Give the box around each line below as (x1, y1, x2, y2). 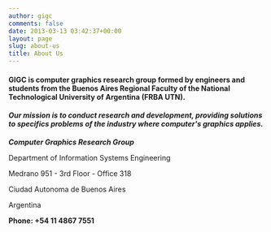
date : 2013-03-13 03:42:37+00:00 (8, 27, 122, 35)
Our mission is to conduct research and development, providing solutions (8, 110, 263, 120)
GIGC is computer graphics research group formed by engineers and (8, 75, 246, 84)
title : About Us (8, 49, 63, 58)
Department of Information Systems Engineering (8, 153, 171, 162)
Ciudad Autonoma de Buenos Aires (8, 184, 126, 194)
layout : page (8, 34, 53, 43)
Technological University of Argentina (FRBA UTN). (8, 92, 186, 101)
